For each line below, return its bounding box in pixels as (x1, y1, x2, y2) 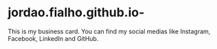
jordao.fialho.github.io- (8, 5, 145, 20)
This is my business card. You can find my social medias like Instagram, (8, 27, 211, 35)
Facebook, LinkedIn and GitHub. (8, 34, 99, 42)
